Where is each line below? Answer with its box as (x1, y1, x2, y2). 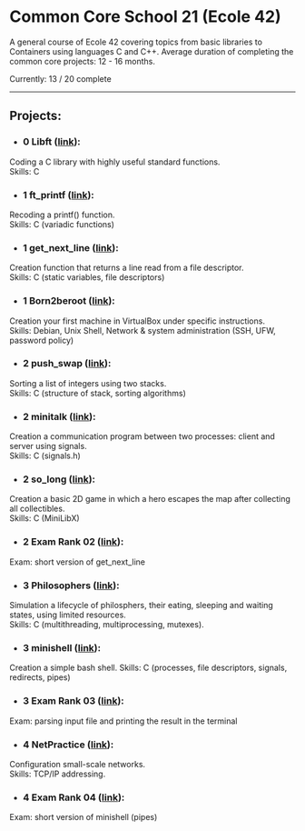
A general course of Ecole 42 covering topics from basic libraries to (9, 36, 263, 47)
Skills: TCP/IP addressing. (9, 768, 106, 779)
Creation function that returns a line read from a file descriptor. (9, 262, 244, 274)
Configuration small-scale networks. (9, 758, 146, 769)
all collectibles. (9, 503, 65, 515)
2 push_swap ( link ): (22, 357, 112, 370)
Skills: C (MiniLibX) (9, 513, 80, 524)
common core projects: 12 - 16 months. (9, 55, 156, 66)
